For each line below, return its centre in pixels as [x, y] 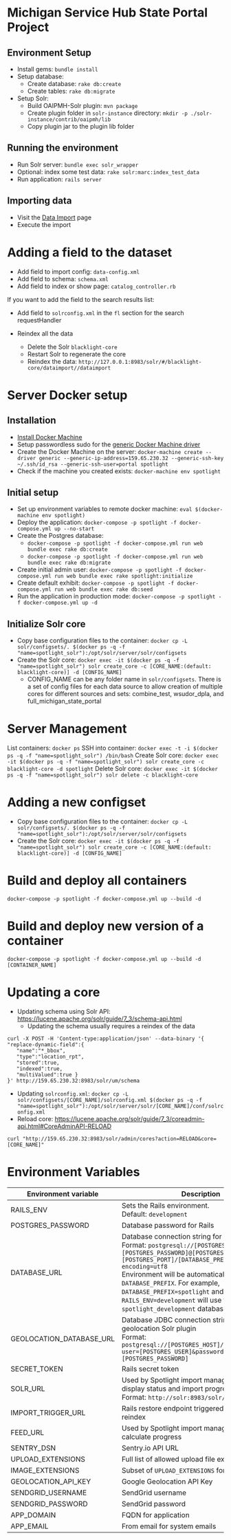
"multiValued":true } [47, 1074]
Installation [32, 421]
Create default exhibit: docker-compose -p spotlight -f [96, 583]
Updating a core [54, 993]
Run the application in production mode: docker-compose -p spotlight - [119, 596]
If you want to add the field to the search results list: [81, 299]
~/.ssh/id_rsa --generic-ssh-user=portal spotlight [92, 464]
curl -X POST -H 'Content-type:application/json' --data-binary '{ [106, 1039]
